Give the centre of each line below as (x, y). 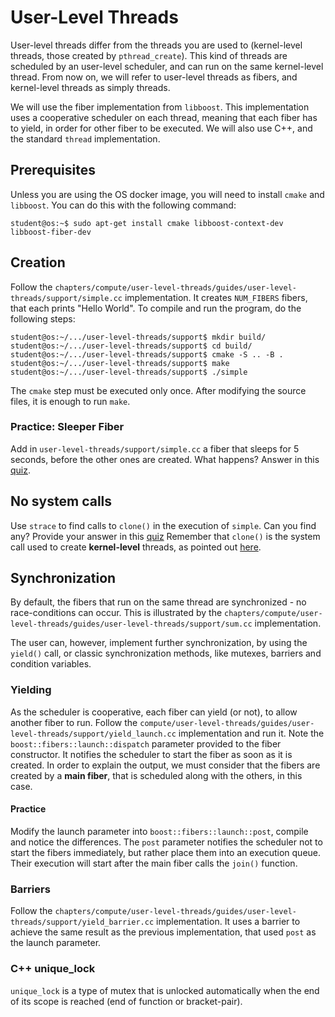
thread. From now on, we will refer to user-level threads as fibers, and (154, 77)
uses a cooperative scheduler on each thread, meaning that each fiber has (164, 117)
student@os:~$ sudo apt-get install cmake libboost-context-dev (147, 223)
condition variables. (51, 664)
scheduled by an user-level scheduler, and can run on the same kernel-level (167, 66)
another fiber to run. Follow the (74, 722)
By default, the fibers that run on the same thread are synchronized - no (158, 602)
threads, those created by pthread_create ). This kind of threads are (149, 55)
